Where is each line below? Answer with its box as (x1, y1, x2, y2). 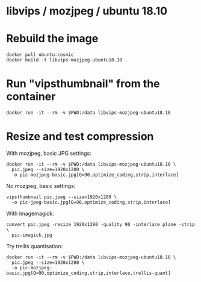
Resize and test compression (6, 130, 154, 143)
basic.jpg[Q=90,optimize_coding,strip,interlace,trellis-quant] (6, 270, 171, 276)
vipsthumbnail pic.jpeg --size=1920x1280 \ (6, 194, 117, 200)
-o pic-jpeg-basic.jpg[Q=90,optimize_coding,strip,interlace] (11, 199, 171, 205)
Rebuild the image (6, 32, 99, 46)
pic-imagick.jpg (11, 232, 52, 238)
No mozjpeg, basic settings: (6, 183, 76, 189)
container (6, 90, 56, 104)
